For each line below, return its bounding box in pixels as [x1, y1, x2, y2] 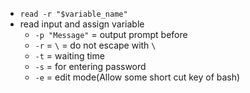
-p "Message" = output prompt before [34, 29, 188, 40]
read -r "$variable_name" [19, 9, 128, 19]
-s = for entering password [34, 61, 147, 72]
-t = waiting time [34, 50, 105, 62]
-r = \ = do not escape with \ [34, 39, 157, 51]
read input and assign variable [19, 18, 145, 30]
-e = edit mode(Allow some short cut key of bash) [34, 71, 241, 83]
